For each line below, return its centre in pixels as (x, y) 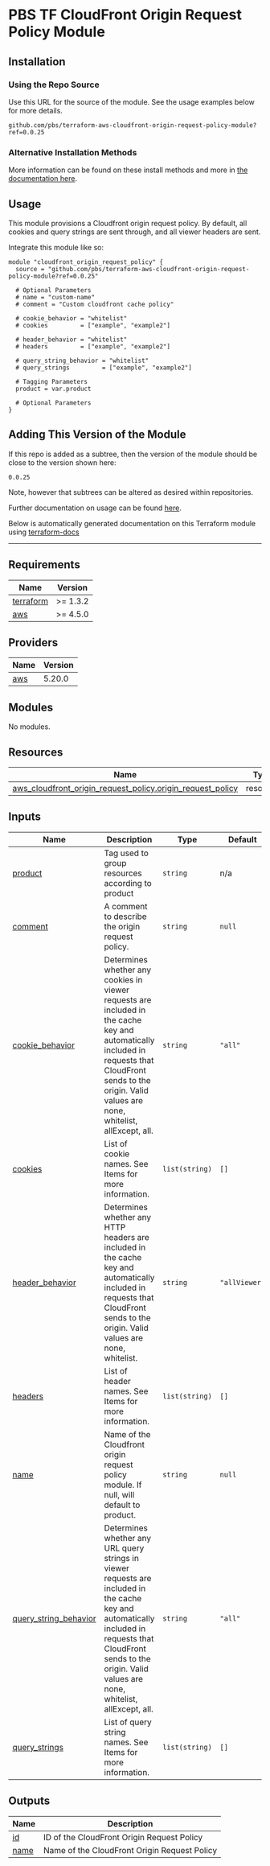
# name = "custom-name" (55, 297)
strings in (121, 1558)
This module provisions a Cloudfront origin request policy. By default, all (128, 223)
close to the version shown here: (62, 462)
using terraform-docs (44, 532)
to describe (125, 917)
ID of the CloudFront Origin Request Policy (123, 1837)
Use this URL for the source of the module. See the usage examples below (132, 101)
